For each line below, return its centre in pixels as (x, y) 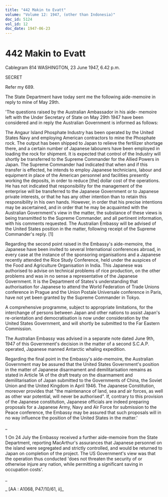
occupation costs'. (24, 470)
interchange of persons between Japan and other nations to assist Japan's (83, 313)
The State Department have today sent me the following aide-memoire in (80, 97)
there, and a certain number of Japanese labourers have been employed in (82, 149)
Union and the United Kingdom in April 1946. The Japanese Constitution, (80, 386)
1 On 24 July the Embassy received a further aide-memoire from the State (81, 438)
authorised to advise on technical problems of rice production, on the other (83, 271)
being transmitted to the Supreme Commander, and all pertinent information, (84, 218)
